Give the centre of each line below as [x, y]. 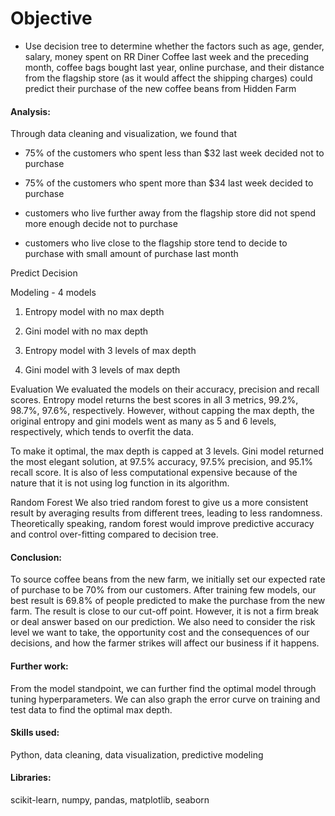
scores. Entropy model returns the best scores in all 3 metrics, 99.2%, [154, 400]
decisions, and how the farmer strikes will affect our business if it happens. [165, 643]
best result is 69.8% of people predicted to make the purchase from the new [168, 601]
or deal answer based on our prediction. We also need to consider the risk [163, 622]
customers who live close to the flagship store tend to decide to [156, 243]
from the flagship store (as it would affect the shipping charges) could [168, 78]
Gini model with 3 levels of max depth [102, 370]
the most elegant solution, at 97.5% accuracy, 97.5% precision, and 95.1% [162, 462]
